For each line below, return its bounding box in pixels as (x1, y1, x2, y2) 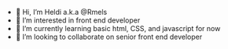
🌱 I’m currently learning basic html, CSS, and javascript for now (15, 24, 221, 33)
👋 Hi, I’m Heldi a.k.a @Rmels (15, 8, 108, 16)
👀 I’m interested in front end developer (15, 16, 141, 25)
